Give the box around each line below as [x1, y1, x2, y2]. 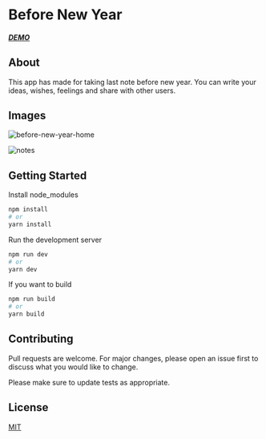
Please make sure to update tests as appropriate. [8, 377, 171, 387]
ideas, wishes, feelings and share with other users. [8, 86, 176, 95]
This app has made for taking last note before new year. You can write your [8, 77, 256, 87]
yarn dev [8, 265, 38, 273]
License [8, 401, 49, 414]
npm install [8, 206, 48, 214]
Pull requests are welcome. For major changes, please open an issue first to [8, 353, 259, 363]
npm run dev [8, 250, 48, 258]
